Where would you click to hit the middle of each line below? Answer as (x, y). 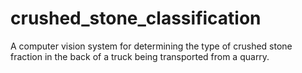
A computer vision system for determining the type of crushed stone (151, 46)
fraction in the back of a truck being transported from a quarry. (140, 56)
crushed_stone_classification (136, 18)
